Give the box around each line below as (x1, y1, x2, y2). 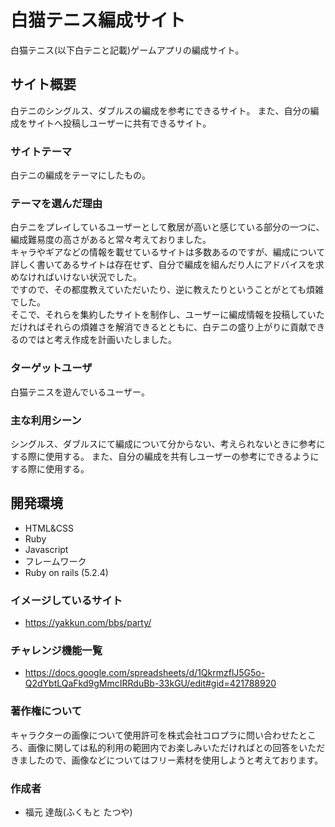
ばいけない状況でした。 (44, 271, 142, 283)
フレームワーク (24, 555, 87, 567)
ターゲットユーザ (10, 361, 93, 375)
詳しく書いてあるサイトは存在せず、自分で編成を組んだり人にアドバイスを (10, 259, 316, 271)
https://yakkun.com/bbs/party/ (24, 617, 152, 629)
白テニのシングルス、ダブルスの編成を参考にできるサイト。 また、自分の (10, 104, 311, 116)
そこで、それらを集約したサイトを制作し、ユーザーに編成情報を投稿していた (10, 309, 325, 321)
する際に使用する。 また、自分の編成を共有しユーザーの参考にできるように (10, 450, 320, 462)
